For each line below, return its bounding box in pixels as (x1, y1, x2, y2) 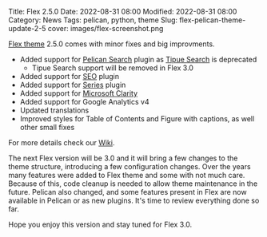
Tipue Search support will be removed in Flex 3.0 (31, 63, 194, 73)
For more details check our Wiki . (8, 138, 115, 147)
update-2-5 (8, 24, 46, 33)
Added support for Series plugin (19, 80, 126, 89)
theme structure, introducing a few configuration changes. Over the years (8, 162, 251, 171)
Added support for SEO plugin (19, 72, 120, 81)
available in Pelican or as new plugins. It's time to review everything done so (8, 196, 260, 205)
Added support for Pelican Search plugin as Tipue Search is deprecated (19, 55, 257, 64)
